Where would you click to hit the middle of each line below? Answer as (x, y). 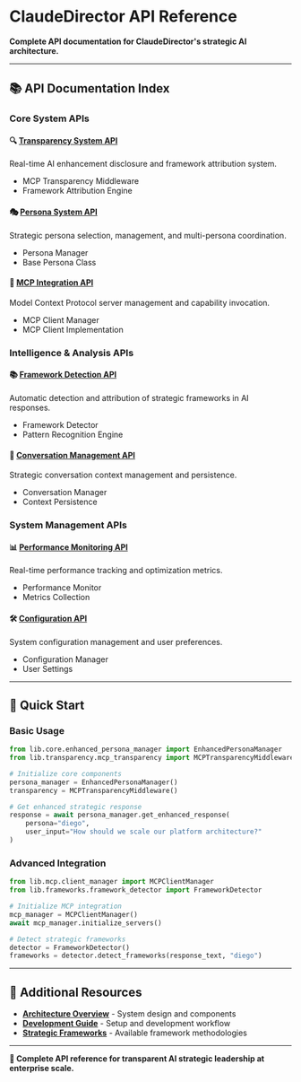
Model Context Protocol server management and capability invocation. (140, 302)
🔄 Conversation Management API (73, 455)
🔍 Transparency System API (64, 140)
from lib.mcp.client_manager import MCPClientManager (112, 882)
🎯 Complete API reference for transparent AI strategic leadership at (137, 1059)
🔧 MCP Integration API (52, 283)
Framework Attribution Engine (77, 191)
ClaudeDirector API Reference (123, 17)
